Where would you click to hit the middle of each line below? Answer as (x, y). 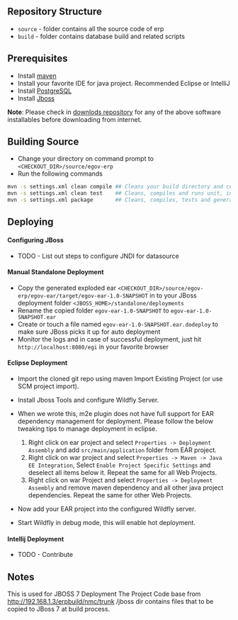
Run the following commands (60, 174)
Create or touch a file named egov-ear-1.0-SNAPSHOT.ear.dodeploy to (118, 324)
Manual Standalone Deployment (56, 272)
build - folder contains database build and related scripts (101, 36)
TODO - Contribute (45, 555)
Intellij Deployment (36, 539)
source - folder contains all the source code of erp (91, 28)
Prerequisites (38, 58)
